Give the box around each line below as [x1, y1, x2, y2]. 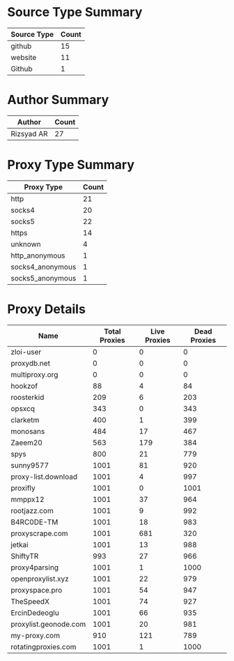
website [10, 52, 37, 62]
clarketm [10, 415, 40, 424]
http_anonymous [10, 251, 65, 260]
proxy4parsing [10, 563, 59, 572]
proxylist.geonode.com [10, 619, 86, 629]
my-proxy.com [10, 630, 61, 640]
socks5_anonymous [10, 273, 77, 283]
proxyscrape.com [10, 528, 68, 538]
